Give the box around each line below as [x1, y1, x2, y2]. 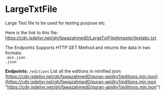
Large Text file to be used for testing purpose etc [5, 20, 106, 26]
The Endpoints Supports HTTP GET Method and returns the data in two [5, 44, 151, 50]
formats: [5, 50, 22, 56]
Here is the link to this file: [5, 29, 58, 35]
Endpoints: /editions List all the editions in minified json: [5, 68, 122, 74]
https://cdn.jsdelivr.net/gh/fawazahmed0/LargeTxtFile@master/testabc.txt [5, 35, 157, 41]
